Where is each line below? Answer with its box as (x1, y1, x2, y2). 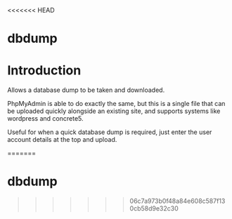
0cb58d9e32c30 (129, 204, 179, 213)
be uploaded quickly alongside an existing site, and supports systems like (7, 107, 221, 115)
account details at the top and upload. (7, 135, 117, 144)
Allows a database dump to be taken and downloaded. (7, 86, 165, 94)
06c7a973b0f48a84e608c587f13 (129, 197, 226, 206)
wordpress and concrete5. (7, 114, 84, 123)
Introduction (7, 62, 82, 79)
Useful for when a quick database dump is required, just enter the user (7, 128, 212, 136)
